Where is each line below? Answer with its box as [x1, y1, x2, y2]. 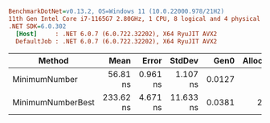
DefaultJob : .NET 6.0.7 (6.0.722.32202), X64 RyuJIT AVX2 [15, 37, 218, 45]
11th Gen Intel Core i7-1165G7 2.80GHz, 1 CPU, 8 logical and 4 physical [8, 14, 261, 23]
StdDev [170, 55, 199, 67]
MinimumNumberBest [12, 97, 95, 109]
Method [38, 55, 69, 67]
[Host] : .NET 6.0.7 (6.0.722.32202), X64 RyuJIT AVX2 [15, 30, 218, 38]
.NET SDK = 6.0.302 [8, 22, 67, 31]
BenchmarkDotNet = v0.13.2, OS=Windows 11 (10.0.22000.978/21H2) [8, 7, 225, 15]
